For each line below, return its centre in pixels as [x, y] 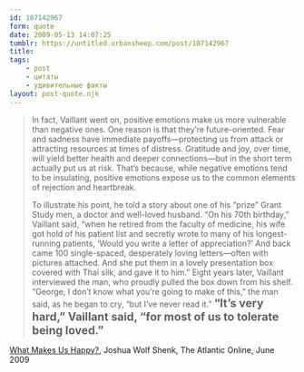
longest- [271, 233]
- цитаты [42, 77]
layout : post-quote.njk [54, 93]
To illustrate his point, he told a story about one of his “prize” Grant [157, 204]
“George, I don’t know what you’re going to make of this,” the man [155, 291]
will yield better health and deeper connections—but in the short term [162, 158]
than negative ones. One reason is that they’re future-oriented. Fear [158, 129]
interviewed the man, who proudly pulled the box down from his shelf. [162, 281]
